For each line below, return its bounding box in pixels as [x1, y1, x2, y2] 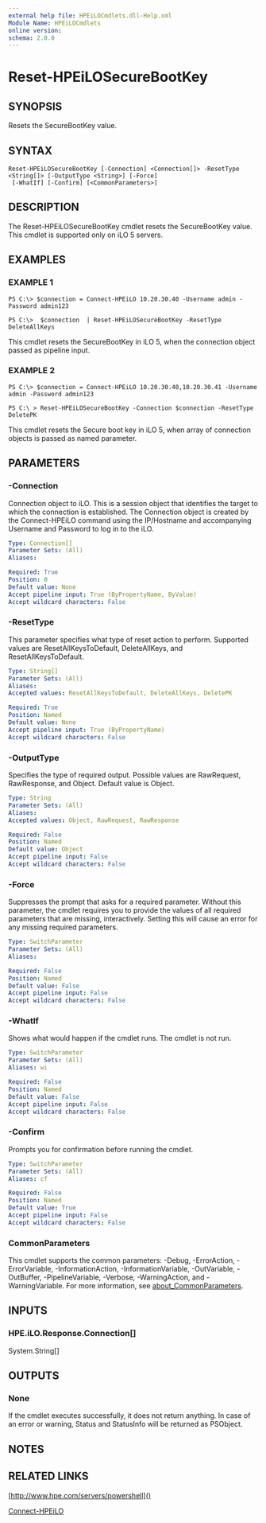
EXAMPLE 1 [8, 277, 54, 288]
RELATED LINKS [8, 1470, 89, 1483]
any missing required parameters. [8, 922, 118, 932]
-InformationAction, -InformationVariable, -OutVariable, [55, 1264, 236, 1274]
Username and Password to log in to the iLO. [8, 524, 154, 533]
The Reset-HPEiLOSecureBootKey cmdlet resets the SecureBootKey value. [8, 221, 253, 231]
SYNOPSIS [8, 99, 63, 113]
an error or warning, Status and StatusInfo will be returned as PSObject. [8, 1420, 243, 1429]
